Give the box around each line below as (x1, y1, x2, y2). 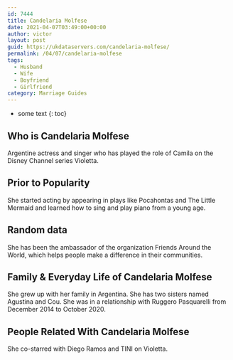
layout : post (7, 37, 46, 44)
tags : (7, 57, 23, 64)
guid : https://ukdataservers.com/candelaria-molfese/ (7, 43, 170, 51)
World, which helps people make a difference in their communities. (7, 250, 203, 259)
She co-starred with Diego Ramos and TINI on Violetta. (7, 344, 168, 353)
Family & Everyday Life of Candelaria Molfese (7, 271, 212, 283)
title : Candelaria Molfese (7, 17, 87, 24)
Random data (7, 224, 67, 236)
